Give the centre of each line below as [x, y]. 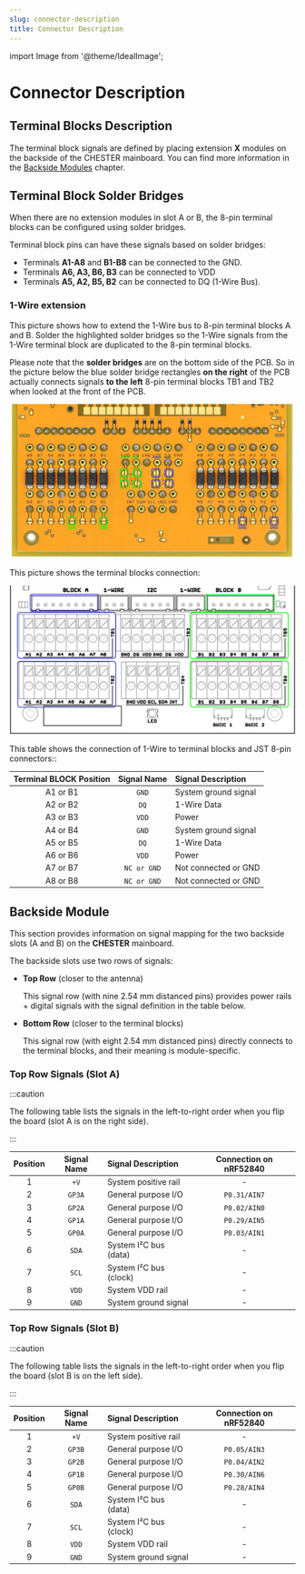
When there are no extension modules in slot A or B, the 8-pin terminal [141, 217]
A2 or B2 [62, 805]
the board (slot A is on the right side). [79, 1121]
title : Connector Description [67, 29]
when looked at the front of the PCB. [78, 391]
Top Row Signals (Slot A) [65, 1074]
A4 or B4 [62, 830]
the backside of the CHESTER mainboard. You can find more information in [149, 157]
